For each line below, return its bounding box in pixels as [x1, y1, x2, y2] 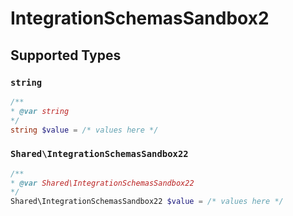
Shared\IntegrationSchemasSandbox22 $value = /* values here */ [10, 197, 284, 207]
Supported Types [10, 47, 122, 64]
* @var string [10, 106, 70, 116]
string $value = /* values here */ [10, 125, 159, 135]
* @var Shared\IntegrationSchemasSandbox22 [10, 178, 195, 188]
